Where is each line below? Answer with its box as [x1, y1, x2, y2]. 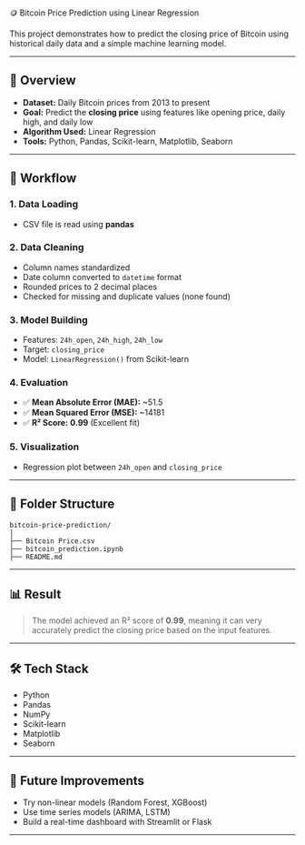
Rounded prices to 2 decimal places [22, 281, 157, 292]
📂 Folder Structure [9, 497, 115, 512]
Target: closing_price [22, 344, 105, 355]
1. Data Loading [9, 198, 79, 211]
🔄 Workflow [9, 171, 77, 186]
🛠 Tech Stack [9, 660, 89, 676]
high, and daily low [22, 116, 93, 127]
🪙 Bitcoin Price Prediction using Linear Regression [9, 7, 200, 18]
